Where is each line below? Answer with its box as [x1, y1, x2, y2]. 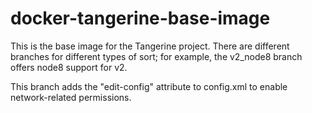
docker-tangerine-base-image [10, 7, 271, 30]
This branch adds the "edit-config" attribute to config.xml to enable [10, 80, 288, 92]
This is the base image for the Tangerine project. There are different [10, 40, 290, 52]
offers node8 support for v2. [10, 61, 128, 73]
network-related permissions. [10, 91, 132, 103]
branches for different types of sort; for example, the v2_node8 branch [10, 50, 303, 62]
